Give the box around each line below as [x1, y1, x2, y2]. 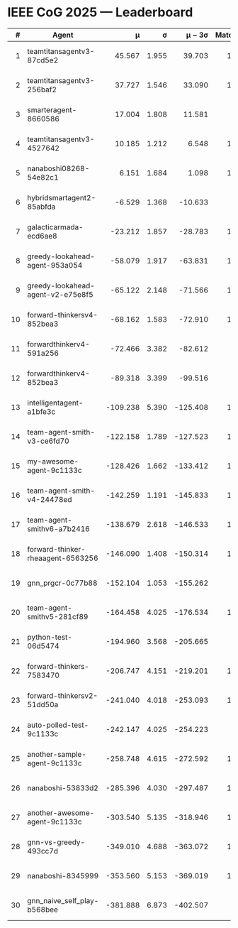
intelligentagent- [27, 398, 84, 408]
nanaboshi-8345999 [27, 870, 99, 880]
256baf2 [27, 84, 57, 94]
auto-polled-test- [27, 720, 89, 730]
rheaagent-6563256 [27, 553, 98, 563]
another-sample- [27, 749, 87, 759]
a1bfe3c [27, 406, 56, 416]
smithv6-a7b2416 [27, 523, 90, 533]
